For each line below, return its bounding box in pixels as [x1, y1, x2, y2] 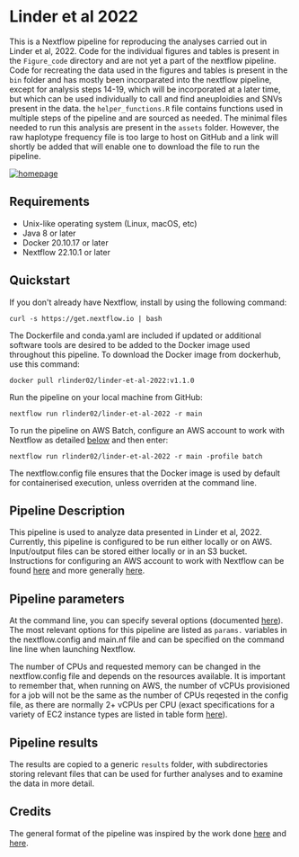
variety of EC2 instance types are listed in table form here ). [9, 709, 228, 720]
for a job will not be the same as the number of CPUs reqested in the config [9, 690, 289, 701]
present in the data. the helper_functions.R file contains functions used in [9, 103, 284, 113]
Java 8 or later [22, 228, 76, 238]
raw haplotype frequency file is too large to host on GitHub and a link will [9, 131, 278, 142]
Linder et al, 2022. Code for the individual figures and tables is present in [9, 45, 280, 56]
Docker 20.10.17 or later [22, 237, 110, 248]
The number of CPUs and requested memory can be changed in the [9, 661, 261, 672]
